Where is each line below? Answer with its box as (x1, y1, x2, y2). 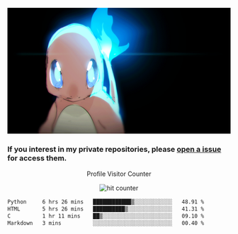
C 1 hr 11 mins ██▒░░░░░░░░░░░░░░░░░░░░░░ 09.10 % (7, 213, 204, 220)
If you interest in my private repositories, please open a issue (7, 145, 222, 155)
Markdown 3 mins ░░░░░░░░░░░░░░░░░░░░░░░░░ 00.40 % (7, 220, 204, 227)
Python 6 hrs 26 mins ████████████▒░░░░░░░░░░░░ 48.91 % (7, 199, 204, 206)
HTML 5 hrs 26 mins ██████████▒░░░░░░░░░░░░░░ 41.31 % (7, 206, 204, 213)
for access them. (7, 153, 67, 163)
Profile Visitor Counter (86, 169, 152, 178)
